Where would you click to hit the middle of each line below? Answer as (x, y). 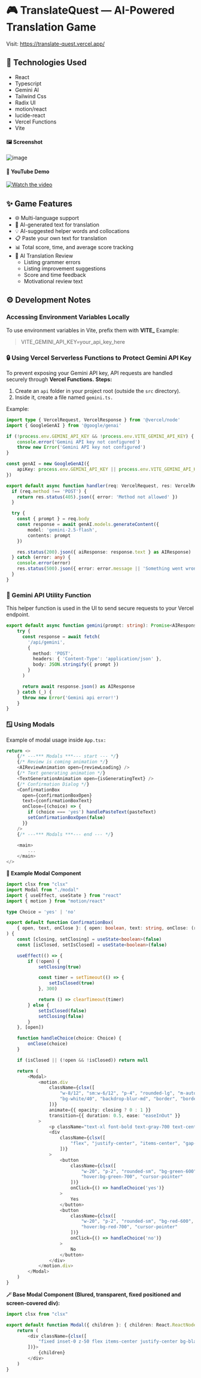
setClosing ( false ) (61, 1016)
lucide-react (30, 115)
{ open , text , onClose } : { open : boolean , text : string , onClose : (103, 928)
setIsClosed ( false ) (62, 1011)
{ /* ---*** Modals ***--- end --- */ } (65, 834)
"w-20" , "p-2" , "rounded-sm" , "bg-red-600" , (138, 1222)
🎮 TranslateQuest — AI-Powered (90, 10)
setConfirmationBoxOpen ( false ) (67, 818)
